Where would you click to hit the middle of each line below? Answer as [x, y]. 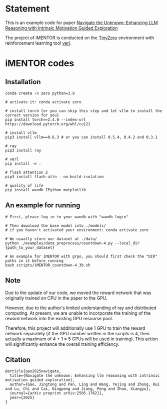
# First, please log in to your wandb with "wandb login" [67, 217]
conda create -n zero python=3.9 [40, 93]
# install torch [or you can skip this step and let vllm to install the [84, 111]
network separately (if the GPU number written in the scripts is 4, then [77, 333]
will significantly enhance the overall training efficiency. [62, 344]
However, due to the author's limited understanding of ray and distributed [81, 308]
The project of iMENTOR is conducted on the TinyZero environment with [80, 38]
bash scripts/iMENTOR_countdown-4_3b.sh [48, 265]
